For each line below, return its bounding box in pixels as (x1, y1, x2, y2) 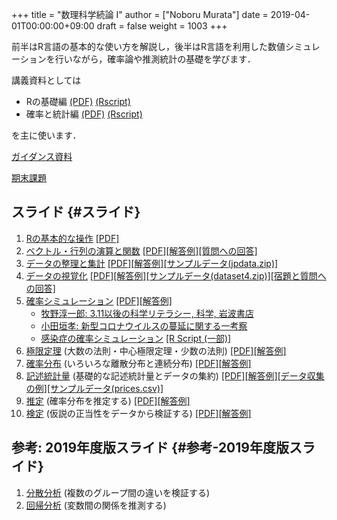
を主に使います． (11, 129, 82, 141)
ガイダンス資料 (11, 151, 73, 162)
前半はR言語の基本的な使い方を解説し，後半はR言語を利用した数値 (11, 41, 286, 52)
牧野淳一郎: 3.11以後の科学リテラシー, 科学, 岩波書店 (40, 307, 254, 319)
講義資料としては (11, 74, 82, 86)
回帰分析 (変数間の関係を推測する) (25, 499, 167, 511)
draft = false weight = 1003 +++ (96, 20, 228, 32)
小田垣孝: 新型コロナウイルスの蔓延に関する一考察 (40, 319, 248, 332)
